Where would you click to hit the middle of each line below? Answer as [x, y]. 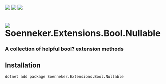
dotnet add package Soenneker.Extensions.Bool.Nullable [64, 76]
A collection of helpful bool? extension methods [64, 49]
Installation [23, 65]
